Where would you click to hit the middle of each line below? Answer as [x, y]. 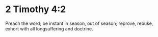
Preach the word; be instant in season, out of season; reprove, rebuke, [79, 23]
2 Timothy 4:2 [36, 9]
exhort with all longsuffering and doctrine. [49, 28]
